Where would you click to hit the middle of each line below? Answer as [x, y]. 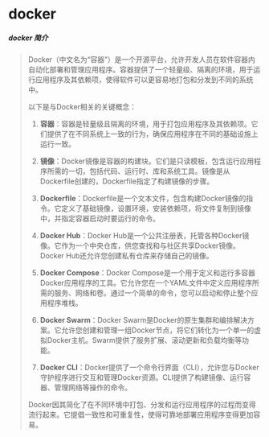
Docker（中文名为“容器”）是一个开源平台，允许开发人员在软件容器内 [141, 60]
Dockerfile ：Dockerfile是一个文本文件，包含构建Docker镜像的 [143, 199]
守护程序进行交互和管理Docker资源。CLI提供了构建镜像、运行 [142, 377]
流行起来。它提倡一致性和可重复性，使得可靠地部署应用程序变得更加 [141, 414]
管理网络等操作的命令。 [93, 388]
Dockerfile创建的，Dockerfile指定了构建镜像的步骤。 [127, 181]
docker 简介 [28, 38]
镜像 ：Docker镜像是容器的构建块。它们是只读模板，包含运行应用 [147, 161]
